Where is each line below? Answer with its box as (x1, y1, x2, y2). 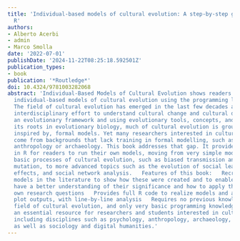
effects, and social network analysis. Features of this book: (14, 169, 213, 177)
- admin (7, 37, 31, 44)
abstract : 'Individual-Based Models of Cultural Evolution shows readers (7, 90, 232, 97)
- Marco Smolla (7, 43, 53, 51)
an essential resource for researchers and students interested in (14, 210, 219, 217)
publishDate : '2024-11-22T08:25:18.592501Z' (7, 57, 142, 64)
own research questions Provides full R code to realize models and (14, 190, 229, 197)
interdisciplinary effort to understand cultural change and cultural (14, 110, 229, 117)
